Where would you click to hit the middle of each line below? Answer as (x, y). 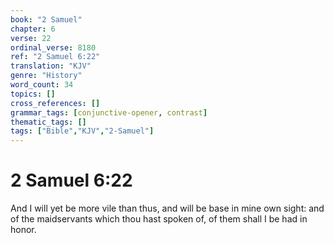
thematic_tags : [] (48, 122)
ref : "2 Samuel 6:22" (55, 57)
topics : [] (33, 94)
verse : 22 (31, 38)
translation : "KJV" (51, 66)
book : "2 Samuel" (46, 19)
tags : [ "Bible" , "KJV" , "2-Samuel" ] (82, 131)
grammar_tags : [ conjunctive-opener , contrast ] (109, 112)
